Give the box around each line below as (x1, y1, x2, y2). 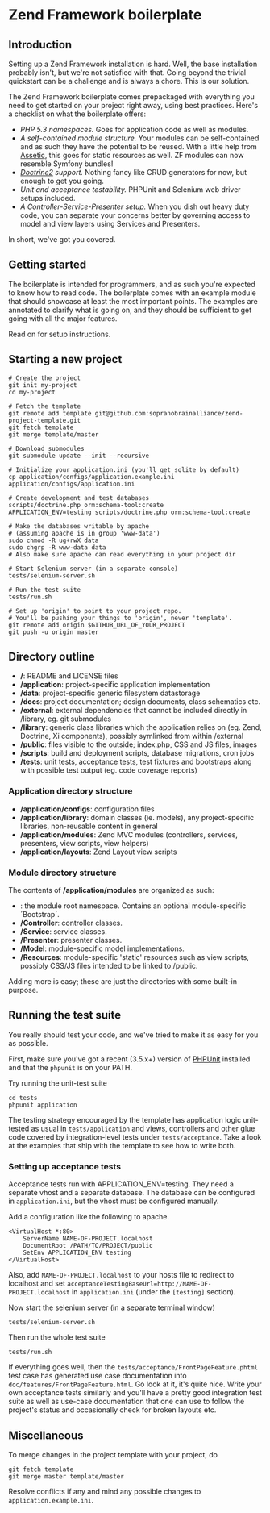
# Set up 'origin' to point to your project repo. (8, 606, 182, 615)
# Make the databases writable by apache (8, 522, 150, 530)
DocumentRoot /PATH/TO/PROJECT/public (23, 1242, 153, 1250)
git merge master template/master (8, 1472, 125, 1481)
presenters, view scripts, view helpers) (19, 838, 149, 848)
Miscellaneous (8, 1428, 84, 1442)
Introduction (8, 38, 73, 52)
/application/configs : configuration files (19, 804, 155, 814)
